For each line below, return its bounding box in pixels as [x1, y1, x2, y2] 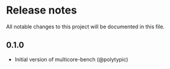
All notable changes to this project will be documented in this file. [6, 23, 165, 30]
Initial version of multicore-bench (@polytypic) [14, 55, 129, 63]
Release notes [6, 4, 77, 17]
